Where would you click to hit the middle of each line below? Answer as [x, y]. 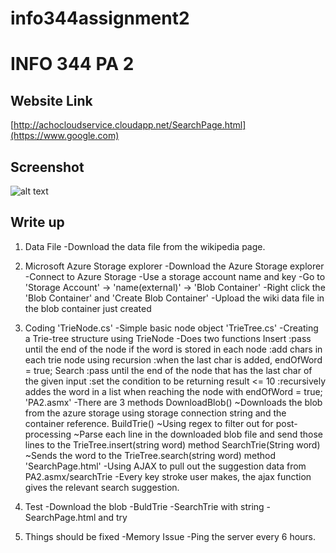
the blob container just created [88, 308]
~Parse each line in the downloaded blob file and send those [198, 434]
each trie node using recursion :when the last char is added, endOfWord [173, 359]
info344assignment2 [100, 18]
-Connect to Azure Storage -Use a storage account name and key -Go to [175, 276]
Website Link [51, 100]
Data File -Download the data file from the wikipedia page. [145, 246]
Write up [37, 222]
